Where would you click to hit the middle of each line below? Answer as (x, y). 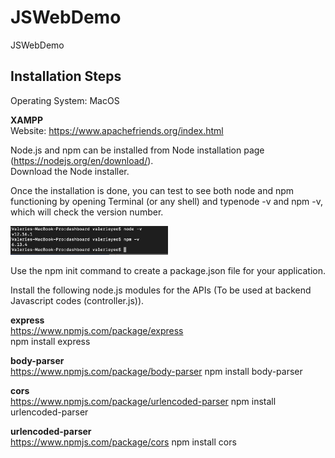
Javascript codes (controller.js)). (77, 301)
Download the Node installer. (70, 171)
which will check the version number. (87, 212)
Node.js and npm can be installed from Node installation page (137, 150)
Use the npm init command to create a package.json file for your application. (168, 271)
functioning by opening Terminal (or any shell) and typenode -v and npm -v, (166, 201)
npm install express (50, 342)
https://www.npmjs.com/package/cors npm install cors (123, 442)
